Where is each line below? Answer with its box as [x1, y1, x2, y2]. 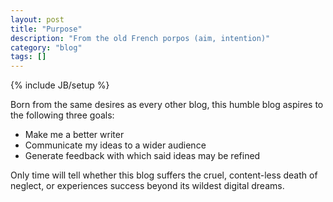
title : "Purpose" [10, 24, 83, 34]
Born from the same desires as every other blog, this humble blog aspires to [10, 99, 324, 111]
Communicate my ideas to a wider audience [24, 139, 207, 151]
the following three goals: [10, 109, 115, 121]
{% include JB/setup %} [10, 79, 110, 91]
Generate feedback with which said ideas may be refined [24, 150, 261, 162]
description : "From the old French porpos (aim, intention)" [10, 33, 271, 43]
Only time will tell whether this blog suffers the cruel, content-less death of [10, 169, 318, 181]
